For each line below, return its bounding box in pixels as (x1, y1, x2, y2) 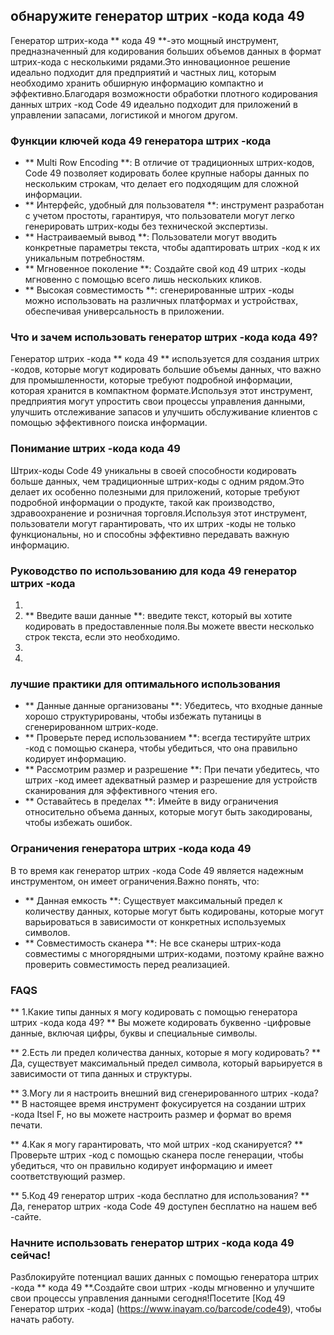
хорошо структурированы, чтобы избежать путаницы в (24, 710, 262, 723)
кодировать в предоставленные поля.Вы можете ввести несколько (24, 620, 315, 632)
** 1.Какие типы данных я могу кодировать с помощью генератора (10, 1005, 298, 1018)
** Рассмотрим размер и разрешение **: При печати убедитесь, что (24, 764, 320, 776)
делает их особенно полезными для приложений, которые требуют (10, 485, 301, 498)
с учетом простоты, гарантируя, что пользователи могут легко (24, 210, 296, 222)
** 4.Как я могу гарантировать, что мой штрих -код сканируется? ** (10, 1138, 304, 1150)
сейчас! (10, 1248, 52, 1262)
